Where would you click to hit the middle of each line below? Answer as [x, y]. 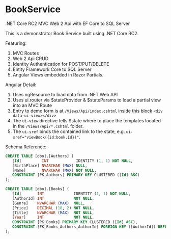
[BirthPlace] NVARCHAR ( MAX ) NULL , [50, 166]
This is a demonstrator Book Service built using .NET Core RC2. [72, 33]
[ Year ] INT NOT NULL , [53, 218]
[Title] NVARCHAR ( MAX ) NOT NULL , [53, 213]
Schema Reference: [26, 147]
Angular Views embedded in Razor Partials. [58, 74]
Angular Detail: [21, 85]
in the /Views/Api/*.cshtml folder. [48, 126]
